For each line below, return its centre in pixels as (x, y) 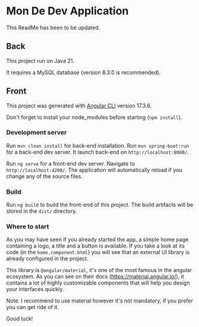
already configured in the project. (47, 259)
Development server (36, 133)
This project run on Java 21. (40, 60)
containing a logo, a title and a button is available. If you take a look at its (96, 246)
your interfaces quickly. (35, 289)
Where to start (28, 227)
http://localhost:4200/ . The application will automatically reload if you (94, 170)
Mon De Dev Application (68, 11)
